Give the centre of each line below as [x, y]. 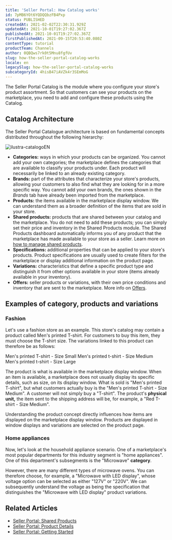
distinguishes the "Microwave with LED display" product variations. [76, 492]
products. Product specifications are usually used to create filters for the [90, 255]
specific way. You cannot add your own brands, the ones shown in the [87, 189]
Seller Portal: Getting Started [43, 531]
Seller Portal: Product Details [43, 526]
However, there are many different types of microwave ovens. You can [80, 470]
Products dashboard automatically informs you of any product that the [87, 233]
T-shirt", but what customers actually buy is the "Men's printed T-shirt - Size [86, 388]
